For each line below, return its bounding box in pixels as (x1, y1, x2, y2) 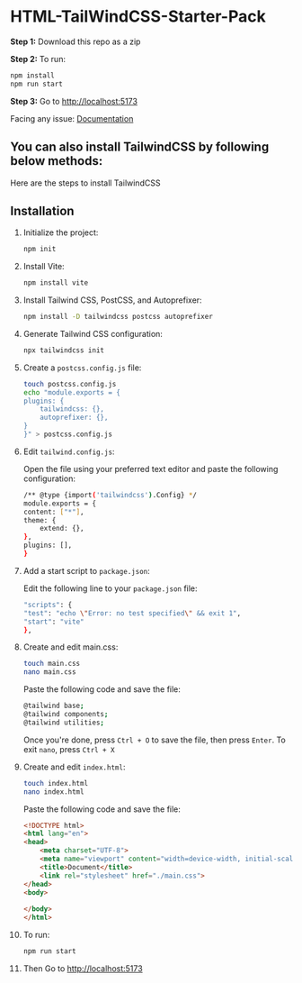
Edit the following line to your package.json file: (22, 583, 198, 594)
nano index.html (22, 787, 84, 796)
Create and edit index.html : (22, 761, 126, 772)
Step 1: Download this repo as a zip (10, 36, 141, 47)
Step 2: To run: (10, 53, 67, 64)
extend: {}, (40, 524, 84, 533)
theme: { (22, 515, 57, 524)
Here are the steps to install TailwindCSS (10, 177, 161, 188)
